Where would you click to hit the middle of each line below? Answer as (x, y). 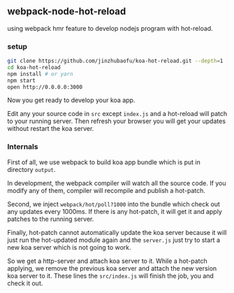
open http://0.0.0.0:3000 (45, 87)
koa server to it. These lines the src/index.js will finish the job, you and (111, 276)
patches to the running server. (51, 219)
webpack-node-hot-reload (67, 12)
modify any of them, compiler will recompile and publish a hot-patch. (107, 190)
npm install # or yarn (40, 74)
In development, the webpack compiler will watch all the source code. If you (117, 183)
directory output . (31, 169)
